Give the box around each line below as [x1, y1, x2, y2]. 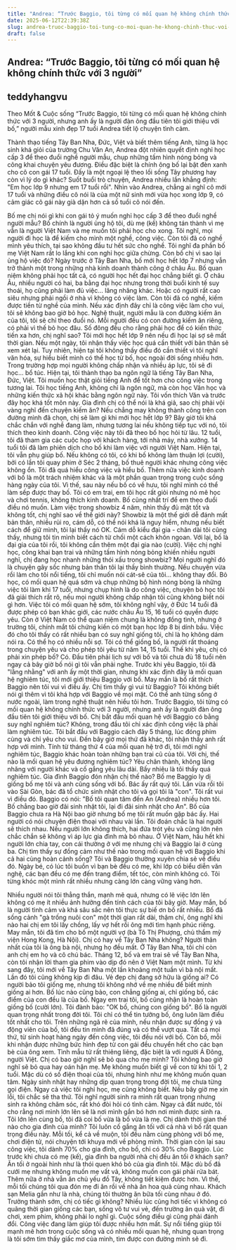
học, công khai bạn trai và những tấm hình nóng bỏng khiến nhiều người [7, 548, 216, 557]
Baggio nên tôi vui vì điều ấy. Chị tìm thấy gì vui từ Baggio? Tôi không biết [7, 683, 220, 691]
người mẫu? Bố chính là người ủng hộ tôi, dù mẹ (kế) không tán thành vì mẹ [7, 219, 225, 227]
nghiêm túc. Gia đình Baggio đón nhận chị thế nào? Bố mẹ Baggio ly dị [7, 772, 211, 781]
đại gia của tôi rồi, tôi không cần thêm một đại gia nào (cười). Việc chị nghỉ [7, 541, 222, 549]
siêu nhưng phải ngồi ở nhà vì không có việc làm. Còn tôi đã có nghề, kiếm [7, 293, 223, 303]
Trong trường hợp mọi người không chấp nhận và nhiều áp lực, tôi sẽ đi [7, 361, 213, 370]
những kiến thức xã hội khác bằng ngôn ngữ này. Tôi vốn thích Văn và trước [7, 391, 226, 400]
